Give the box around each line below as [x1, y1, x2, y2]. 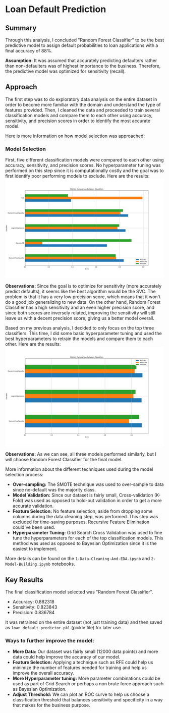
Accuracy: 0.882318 [12, 598, 54, 605]
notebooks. [51, 561, 75, 567]
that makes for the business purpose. [12, 702, 91, 708]
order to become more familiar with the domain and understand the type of [5, 101, 161, 107]
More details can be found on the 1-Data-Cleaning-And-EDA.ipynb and [5, 556, 150, 562]
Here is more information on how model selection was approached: [5, 133, 145, 139]
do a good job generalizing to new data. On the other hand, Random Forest [5, 299, 161, 305]
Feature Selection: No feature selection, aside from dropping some [12, 508, 153, 514]
